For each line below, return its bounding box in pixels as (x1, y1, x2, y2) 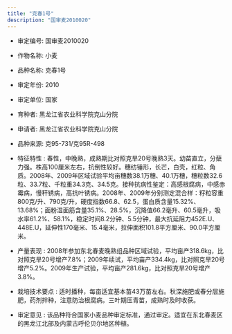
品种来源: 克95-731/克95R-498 (17, 139, 105, 147)
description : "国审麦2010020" (7, 17, 91, 24)
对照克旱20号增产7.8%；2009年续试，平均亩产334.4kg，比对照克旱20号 (17, 255, 225, 263)
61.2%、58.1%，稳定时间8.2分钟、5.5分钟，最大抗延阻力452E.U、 (29, 214, 219, 223)
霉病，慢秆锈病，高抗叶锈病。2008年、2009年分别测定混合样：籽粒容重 (17, 188, 224, 197)
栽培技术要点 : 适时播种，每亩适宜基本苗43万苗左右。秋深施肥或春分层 (17, 287, 219, 295)
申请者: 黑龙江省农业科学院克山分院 (17, 124, 118, 133)
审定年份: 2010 (17, 80, 60, 89)
